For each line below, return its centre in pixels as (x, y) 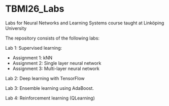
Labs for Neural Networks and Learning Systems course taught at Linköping (85, 23)
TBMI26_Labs (35, 9)
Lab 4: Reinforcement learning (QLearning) (50, 98)
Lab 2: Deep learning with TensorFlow (45, 78)
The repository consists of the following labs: (53, 38)
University (16, 28)
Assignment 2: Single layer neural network (57, 63)
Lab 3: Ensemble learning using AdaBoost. (49, 88)
